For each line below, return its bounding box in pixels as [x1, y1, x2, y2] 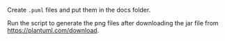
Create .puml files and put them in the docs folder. [7, 6, 151, 14]
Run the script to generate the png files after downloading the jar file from [7, 19, 219, 27]
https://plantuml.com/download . [7, 27, 100, 34]
